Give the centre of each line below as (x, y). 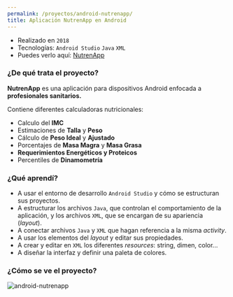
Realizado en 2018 (43, 40)
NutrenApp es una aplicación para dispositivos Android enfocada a (104, 88)
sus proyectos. (39, 201)
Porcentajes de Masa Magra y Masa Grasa (79, 145)
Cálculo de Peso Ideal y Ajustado (66, 138)
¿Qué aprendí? (33, 178)
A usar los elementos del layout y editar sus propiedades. (100, 238)
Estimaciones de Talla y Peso (60, 130)
